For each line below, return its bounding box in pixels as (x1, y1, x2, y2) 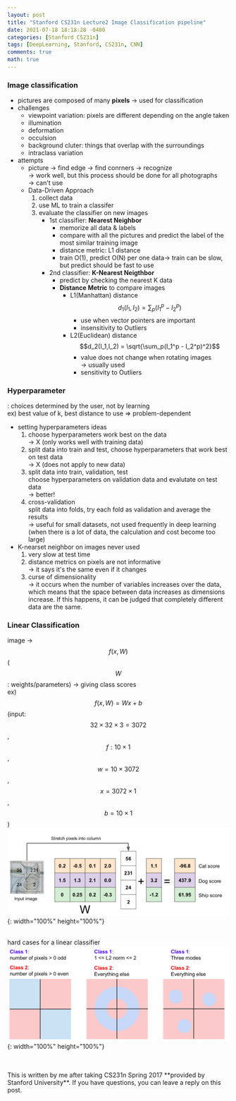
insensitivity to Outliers (80, 323, 147, 331)
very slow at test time (27, 550, 91, 559)
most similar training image (59, 238, 139, 247)
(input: (7, 710, 27, 719)
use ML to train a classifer (38, 201, 114, 209)
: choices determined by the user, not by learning (7, 401, 150, 410)
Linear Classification (7, 620, 80, 630)
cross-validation (27, 497, 75, 506)
